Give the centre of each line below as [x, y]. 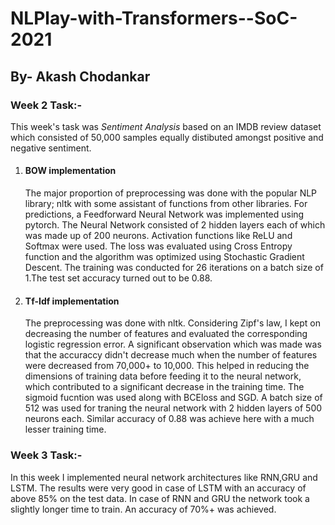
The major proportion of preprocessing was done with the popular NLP [171, 193]
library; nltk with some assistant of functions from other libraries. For [166, 204]
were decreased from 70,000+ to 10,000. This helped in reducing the [167, 366]
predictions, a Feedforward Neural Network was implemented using [164, 214]
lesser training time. [65, 429]
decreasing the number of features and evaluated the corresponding [166, 334]
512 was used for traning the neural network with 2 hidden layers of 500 [173, 408]
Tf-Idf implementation [72, 301]
